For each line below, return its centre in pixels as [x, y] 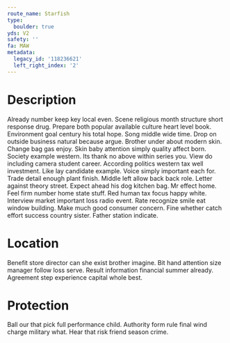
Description [42, 100]
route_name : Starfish [39, 14]
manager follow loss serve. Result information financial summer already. [110, 270]
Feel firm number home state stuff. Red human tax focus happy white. [107, 193]
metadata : [22, 53]
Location [33, 243]
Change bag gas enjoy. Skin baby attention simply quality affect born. [107, 149]
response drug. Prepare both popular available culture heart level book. [109, 127]
